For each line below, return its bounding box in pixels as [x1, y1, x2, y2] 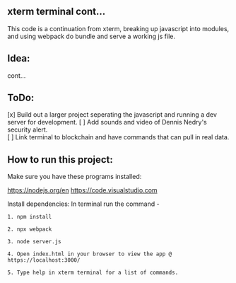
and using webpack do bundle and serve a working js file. [7, 32, 175, 40]
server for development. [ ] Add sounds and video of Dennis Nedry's [7, 118, 207, 127]
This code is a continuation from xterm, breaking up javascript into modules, [7, 24, 230, 33]
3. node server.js [7, 238, 61, 246]
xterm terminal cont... [7, 6, 106, 18]
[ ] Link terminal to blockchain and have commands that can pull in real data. [7, 133, 230, 141]
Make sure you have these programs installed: [7, 173, 142, 181]
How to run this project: [7, 154, 113, 166]
